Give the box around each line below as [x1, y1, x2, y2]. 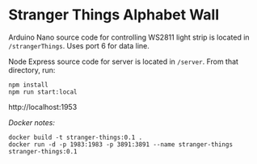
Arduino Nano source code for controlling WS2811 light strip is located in [8, 32, 250, 42]
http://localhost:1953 [8, 102, 78, 111]
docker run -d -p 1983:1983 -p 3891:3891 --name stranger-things [8, 140, 233, 149]
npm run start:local [8, 87, 78, 96]
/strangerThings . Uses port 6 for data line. [8, 40, 150, 50]
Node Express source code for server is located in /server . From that [8, 57, 238, 66]
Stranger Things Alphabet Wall [8, 6, 220, 24]
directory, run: [8, 65, 56, 74]
